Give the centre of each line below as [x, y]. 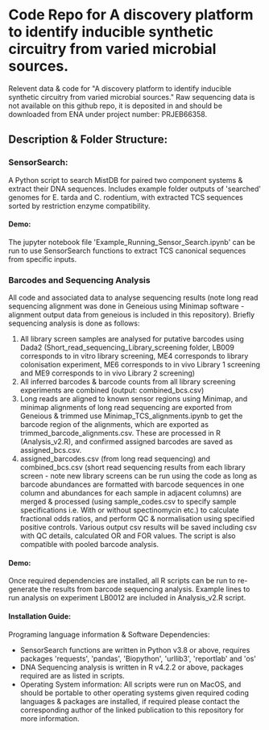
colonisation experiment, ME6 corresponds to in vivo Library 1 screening [140, 365]
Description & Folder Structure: [88, 140]
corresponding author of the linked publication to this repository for [132, 710]
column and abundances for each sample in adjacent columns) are [130, 493]
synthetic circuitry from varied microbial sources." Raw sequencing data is [132, 97]
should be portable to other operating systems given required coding [134, 693]
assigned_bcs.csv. [51, 450]
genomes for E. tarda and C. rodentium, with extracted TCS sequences [126, 197]
